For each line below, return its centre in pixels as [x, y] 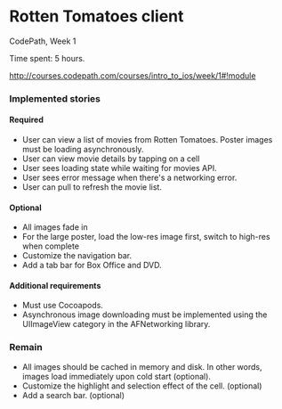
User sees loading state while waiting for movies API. [119, 168]
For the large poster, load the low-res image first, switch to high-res [146, 237]
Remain [26, 348]
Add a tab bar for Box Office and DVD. [92, 266]
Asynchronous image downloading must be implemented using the [145, 315]
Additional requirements [55, 285]
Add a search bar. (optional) [73, 395]
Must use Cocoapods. [63, 306]
